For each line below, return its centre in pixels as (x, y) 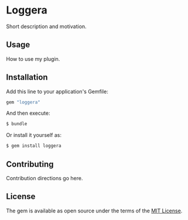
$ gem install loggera (34, 146)
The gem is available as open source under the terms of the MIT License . (94, 211)
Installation (27, 78)
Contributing (30, 164)
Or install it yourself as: (34, 135)
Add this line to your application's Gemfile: (57, 91)
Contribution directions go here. (45, 178)
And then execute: (28, 113)
